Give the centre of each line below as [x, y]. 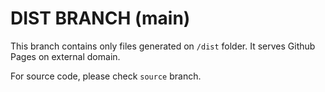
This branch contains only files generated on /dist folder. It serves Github [163, 46]
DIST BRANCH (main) [100, 18]
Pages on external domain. [65, 56]
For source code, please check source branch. [106, 76]
